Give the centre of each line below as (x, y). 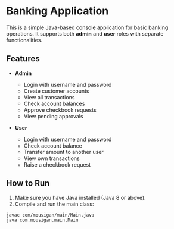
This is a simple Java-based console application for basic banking (87, 27)
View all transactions (49, 97)
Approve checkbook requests (60, 110)
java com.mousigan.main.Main (42, 220)
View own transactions (52, 158)
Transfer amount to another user (63, 152)
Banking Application (58, 11)
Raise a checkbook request (57, 164)
